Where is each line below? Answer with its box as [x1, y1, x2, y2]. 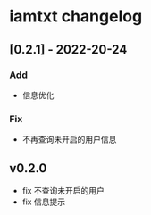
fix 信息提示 [21, 196, 65, 207]
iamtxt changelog [9, 6, 143, 27]
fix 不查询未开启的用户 [21, 185, 105, 195]
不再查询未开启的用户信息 [21, 134, 117, 145]
